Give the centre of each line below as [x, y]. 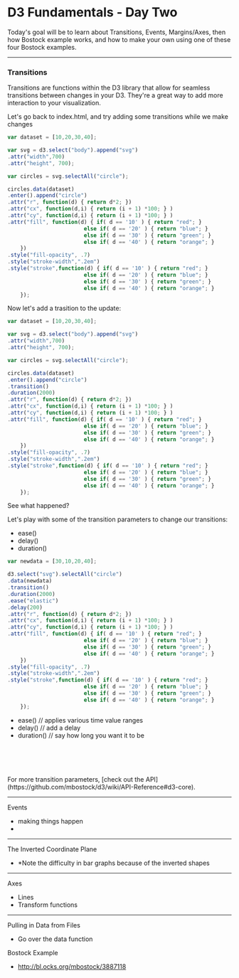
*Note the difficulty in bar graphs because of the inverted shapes [113, 863]
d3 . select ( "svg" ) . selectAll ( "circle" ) [65, 574]
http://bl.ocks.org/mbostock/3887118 [72, 966]
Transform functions [48, 905]
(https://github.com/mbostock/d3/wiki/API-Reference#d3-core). [101, 787]
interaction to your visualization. [54, 103]
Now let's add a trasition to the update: [64, 308]
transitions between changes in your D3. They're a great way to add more [115, 95]
